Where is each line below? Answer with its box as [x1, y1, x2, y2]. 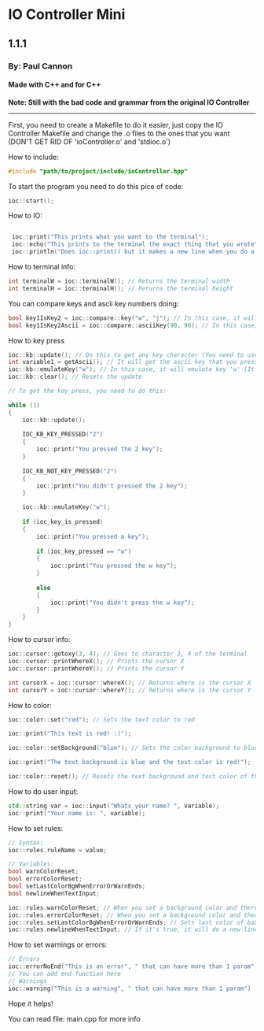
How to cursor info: [8, 635, 71, 644]
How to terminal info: [8, 262, 76, 272]
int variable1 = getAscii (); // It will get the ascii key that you [8, 358, 237, 366]
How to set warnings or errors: [8, 940, 108, 950]
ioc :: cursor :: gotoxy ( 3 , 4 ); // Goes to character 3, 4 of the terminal [8, 650, 247, 658]
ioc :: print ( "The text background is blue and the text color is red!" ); [8, 758, 251, 766]
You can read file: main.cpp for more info [8, 1014, 141, 1023]
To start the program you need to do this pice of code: [8, 181, 184, 191]
